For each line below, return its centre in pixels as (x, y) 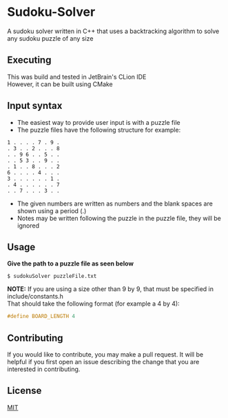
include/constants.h (35, 297)
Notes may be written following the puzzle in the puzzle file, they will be (119, 218)
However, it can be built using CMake (60, 84)
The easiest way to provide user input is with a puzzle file (99, 122)
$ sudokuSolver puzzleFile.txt (52, 277)
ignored (28, 226)
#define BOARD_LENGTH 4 (41, 317)
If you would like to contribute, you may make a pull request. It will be (105, 355)
